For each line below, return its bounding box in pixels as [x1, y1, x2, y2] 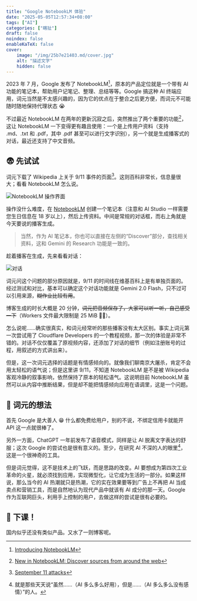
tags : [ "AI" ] [6, 19, 38, 25]
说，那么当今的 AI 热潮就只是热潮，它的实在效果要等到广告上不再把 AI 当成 [6, 479, 186, 486]
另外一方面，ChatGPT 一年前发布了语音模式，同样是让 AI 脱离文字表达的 [6, 436, 181, 443]
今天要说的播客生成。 [6, 220, 57, 227]
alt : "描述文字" [16, 58, 53, 64]
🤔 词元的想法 [6, 400, 52, 410]
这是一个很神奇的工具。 [6, 451, 63, 459]
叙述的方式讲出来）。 [21, 346, 70, 353]
